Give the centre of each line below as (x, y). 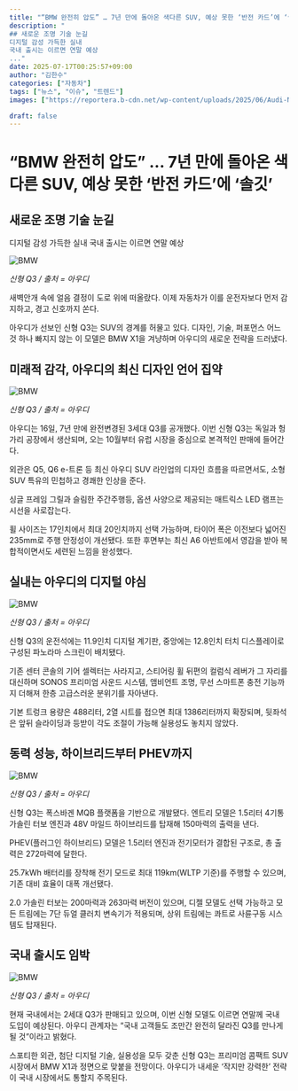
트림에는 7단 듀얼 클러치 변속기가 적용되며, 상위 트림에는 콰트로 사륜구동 (142, 913)
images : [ (27, 100)
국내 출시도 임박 (50, 955)
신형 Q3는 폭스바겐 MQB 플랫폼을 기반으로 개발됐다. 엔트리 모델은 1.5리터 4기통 (147, 813)
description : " (37, 26)
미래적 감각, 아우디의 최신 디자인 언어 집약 (116, 369)
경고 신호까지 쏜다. (67, 309)
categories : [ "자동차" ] (50, 83)
